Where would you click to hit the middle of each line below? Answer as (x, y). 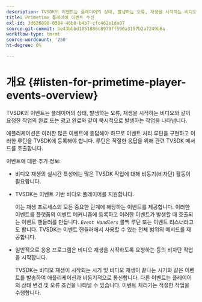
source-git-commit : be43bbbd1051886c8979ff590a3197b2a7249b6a (86, 29)
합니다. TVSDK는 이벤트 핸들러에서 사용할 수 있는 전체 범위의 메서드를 (103, 229)
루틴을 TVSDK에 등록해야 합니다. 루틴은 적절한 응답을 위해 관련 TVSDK (101, 140)
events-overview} (52, 95)
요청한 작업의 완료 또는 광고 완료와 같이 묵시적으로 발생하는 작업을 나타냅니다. (97, 120)
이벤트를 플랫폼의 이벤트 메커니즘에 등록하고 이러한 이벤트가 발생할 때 (96, 214)
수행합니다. (28, 292)
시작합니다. (35, 257)
